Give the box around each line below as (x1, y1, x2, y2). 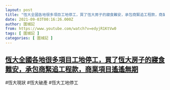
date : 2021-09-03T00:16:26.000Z (5, 17, 73, 22)
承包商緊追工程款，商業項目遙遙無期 (25, 65, 138, 74)
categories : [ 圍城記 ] (5, 36, 53, 41)
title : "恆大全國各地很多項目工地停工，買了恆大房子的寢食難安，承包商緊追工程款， (5, 12, 159, 17)
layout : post (5, 7, 33, 13)
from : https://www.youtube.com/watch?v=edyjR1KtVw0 (5, 26, 116, 31)
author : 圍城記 (5, 21, 35, 27)
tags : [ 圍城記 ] (5, 31, 39, 36)
